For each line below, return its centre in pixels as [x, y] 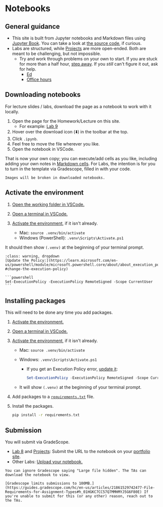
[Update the [17, 260]
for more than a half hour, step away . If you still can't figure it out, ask [89, 64]
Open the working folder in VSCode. [48, 204]
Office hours [39, 79]
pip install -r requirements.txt [46, 415]
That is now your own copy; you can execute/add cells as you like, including [81, 158]
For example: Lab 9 [39, 126]
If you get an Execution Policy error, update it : [72, 369]
